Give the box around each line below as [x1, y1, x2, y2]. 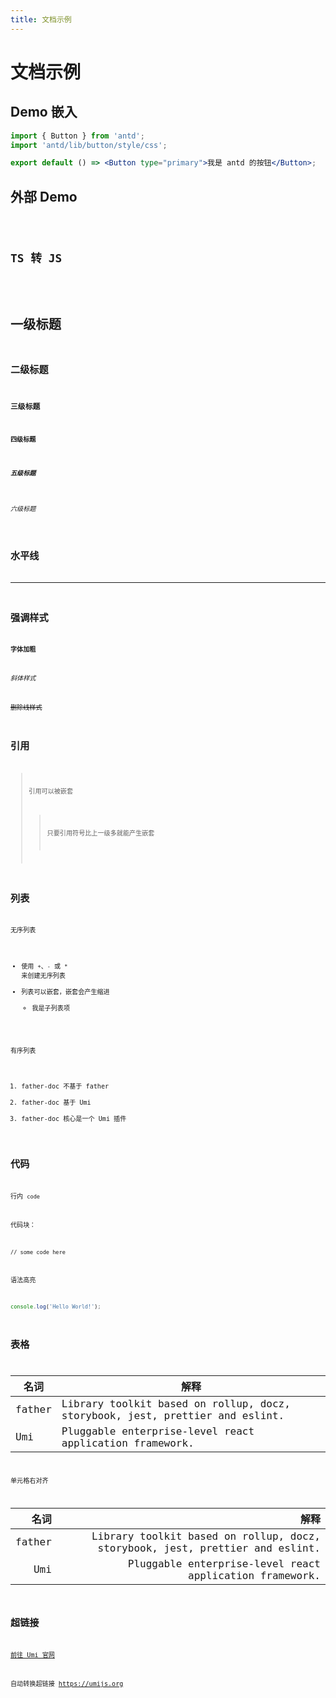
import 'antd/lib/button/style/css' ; [10, 140, 168, 150]
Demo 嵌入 [10, 104, 78, 121]
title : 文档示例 [10, 14, 72, 25]
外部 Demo [10, 188, 78, 205]
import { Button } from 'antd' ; [10, 131, 145, 141]
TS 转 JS [10, 251, 63, 266]
